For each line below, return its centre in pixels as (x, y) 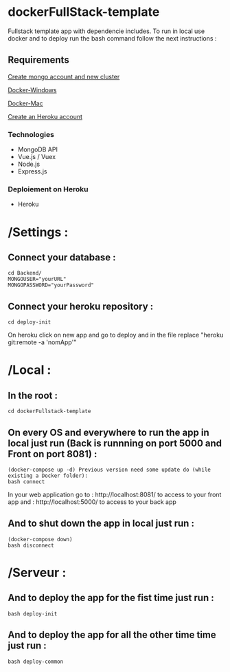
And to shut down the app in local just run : (101, 524)
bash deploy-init (33, 613)
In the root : (33, 396)
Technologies (31, 134)
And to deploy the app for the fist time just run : (111, 598)
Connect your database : (62, 257)
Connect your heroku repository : (81, 306)
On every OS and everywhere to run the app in (109, 432)
